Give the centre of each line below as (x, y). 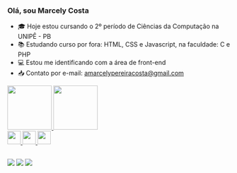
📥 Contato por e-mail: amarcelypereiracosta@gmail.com (100, 73)
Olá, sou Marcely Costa (48, 11)
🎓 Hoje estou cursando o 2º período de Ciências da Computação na (118, 26)
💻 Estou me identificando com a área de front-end (92, 63)
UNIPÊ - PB (34, 37)
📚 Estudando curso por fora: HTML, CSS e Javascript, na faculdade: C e (124, 44)
